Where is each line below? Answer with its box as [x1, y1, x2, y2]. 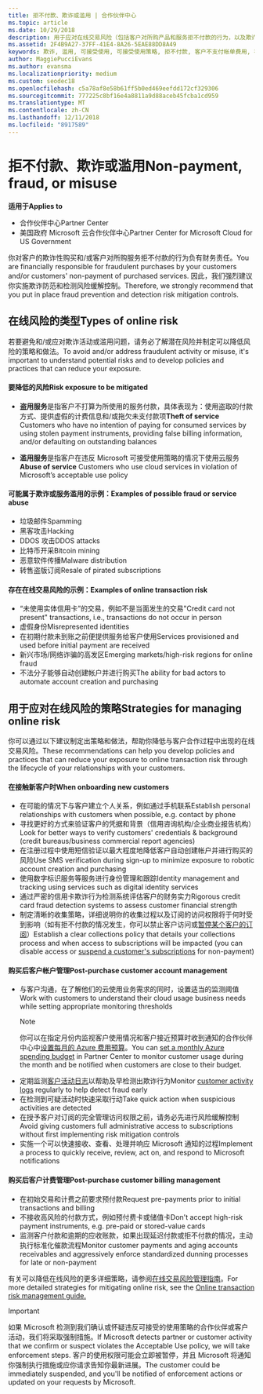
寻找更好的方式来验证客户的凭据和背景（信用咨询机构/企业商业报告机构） [19, 819, 256, 829]
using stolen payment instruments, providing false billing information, [19, 429, 243, 438]
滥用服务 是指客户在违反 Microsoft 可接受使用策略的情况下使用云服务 [19, 453, 240, 462]
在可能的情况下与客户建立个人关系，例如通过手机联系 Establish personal [19, 801, 250, 811]
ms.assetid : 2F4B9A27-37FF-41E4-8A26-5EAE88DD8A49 [8, 41, 177, 49]
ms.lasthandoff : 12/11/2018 [8, 114, 100, 122]
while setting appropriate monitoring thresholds [19, 1002, 173, 1011]
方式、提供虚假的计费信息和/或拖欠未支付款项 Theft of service [19, 411, 220, 421]
